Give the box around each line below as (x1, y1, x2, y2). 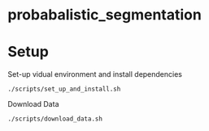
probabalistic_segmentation (7, 6, 202, 24)
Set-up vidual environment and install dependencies (7, 70, 182, 79)
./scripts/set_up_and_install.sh (7, 85, 121, 94)
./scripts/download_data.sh (7, 115, 103, 123)
